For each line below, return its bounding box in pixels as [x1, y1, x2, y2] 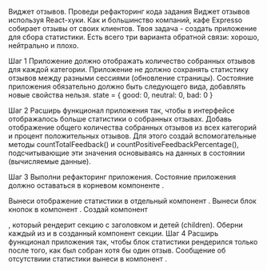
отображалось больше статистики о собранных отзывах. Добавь [8, 114, 232, 123]
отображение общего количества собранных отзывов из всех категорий [8, 123, 257, 132]
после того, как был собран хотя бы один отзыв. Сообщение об [8, 245, 226, 255]
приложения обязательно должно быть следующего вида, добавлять [8, 82, 246, 91]
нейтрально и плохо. [8, 41, 79, 50]
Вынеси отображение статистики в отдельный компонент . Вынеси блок [8, 196, 257, 205]
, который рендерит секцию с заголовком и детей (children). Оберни [8, 220, 244, 229]
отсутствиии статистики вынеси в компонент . [8, 254, 168, 263]
